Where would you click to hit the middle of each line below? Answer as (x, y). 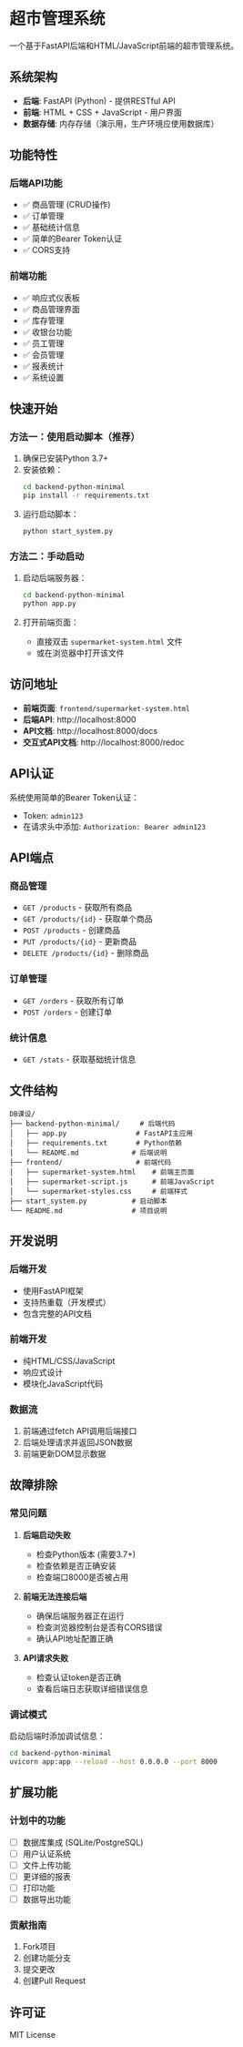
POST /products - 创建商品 (71, 931)
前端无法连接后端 (55, 1596)
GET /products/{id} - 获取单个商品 (87, 919)
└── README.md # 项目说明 (88, 1211)
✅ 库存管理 (43, 321)
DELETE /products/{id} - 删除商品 (86, 953)
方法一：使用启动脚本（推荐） (75, 437)
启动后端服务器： (55, 578)
